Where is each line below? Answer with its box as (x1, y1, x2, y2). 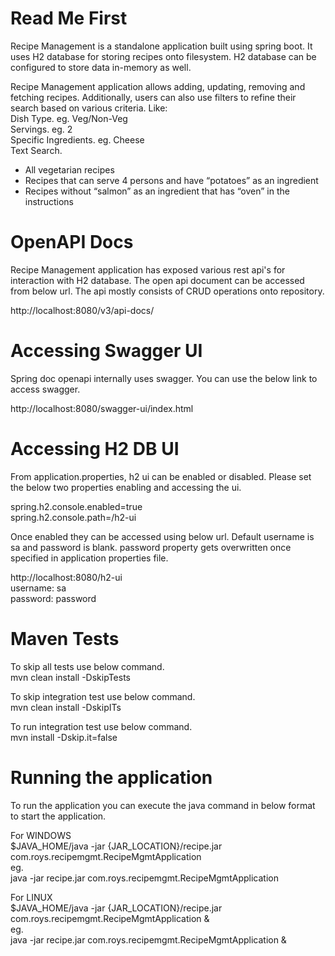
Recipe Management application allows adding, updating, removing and (10, 80, 306, 92)
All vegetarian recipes (24, 163, 115, 176)
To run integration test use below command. (10, 720, 193, 732)
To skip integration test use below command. (10, 690, 196, 702)
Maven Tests (10, 627, 120, 650)
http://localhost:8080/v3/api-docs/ (10, 304, 155, 316)
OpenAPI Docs (10, 231, 134, 254)
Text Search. (10, 144, 63, 156)
